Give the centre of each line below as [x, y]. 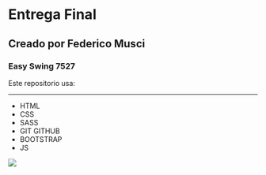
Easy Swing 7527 [42, 66]
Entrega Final [52, 15]
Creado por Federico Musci [77, 44]
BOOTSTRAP [41, 139]
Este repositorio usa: [42, 83]
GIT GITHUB [40, 131]
